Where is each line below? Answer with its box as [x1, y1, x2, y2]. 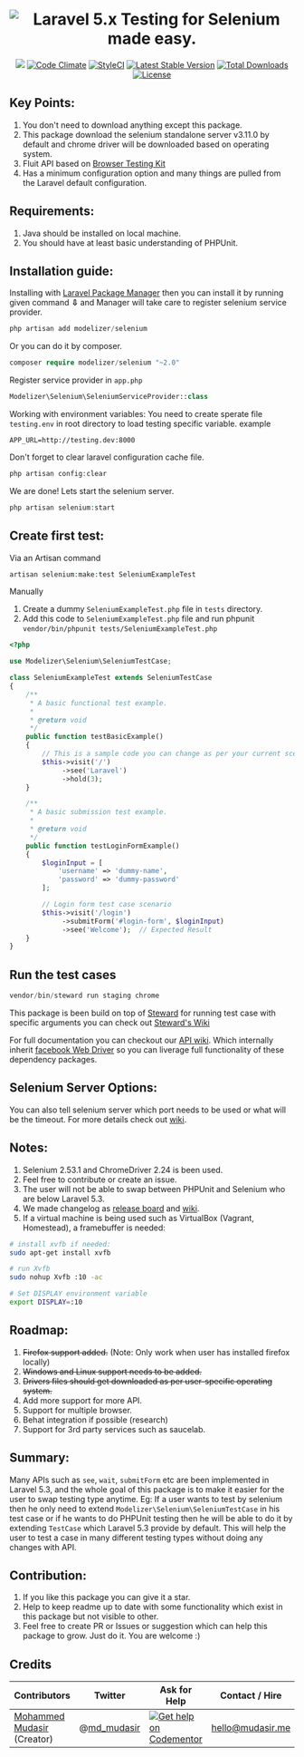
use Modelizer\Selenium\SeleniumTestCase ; [9, 657, 172, 666]
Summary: [9, 1451, 70, 1466]
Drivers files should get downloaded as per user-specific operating [22, 1375, 273, 1386]
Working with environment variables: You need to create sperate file [9, 409, 263, 419]
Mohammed [14, 1710, 65, 1723]
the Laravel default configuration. [22, 177, 147, 188]
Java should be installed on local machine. [22, 228, 181, 238]
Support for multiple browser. [22, 1404, 133, 1415]
